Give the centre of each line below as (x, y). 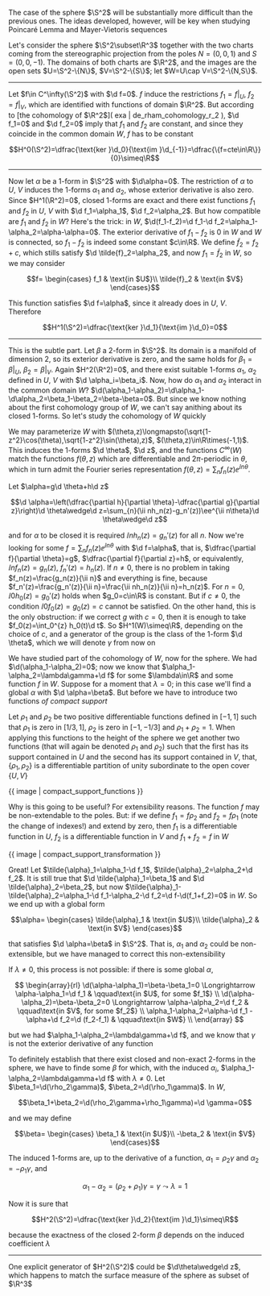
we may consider (37, 263)
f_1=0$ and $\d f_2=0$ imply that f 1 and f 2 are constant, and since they (126, 125)
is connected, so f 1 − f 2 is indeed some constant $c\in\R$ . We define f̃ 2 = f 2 (134, 243)
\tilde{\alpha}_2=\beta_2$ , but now (66, 887)
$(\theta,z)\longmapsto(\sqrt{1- (159, 432)
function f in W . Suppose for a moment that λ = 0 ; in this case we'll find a (130, 684)
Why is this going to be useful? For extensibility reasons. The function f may (134, 807)
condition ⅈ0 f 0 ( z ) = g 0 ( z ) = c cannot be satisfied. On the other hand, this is (132, 607)
